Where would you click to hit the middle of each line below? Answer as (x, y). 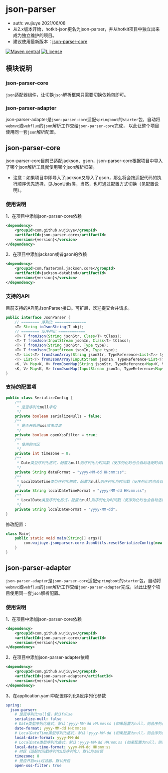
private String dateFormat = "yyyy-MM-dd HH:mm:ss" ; (71, 472)
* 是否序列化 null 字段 (37, 407)
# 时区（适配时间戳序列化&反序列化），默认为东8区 (59, 751)
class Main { (18, 534)
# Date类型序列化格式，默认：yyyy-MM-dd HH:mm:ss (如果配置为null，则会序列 (88, 724)
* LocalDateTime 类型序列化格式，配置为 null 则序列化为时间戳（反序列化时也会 (88, 481)
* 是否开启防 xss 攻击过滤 (39, 426)
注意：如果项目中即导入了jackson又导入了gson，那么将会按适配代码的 (85, 177)
